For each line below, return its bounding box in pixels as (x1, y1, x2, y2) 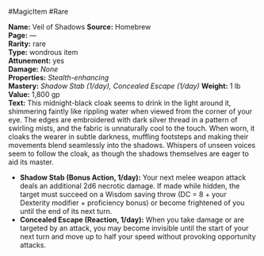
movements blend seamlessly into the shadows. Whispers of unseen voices (8, 141, 256, 149)
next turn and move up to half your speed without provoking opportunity (19, 232, 256, 241)
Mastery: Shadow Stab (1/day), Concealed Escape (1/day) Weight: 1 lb (8, 81, 241, 91)
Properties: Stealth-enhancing (8, 73, 109, 82)
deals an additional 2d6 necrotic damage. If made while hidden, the (19, 181, 240, 190)
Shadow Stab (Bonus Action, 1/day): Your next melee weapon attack (19, 173, 247, 182)
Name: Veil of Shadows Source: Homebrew (8, 22, 151, 31)
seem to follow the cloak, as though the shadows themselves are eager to (8, 149, 250, 158)
